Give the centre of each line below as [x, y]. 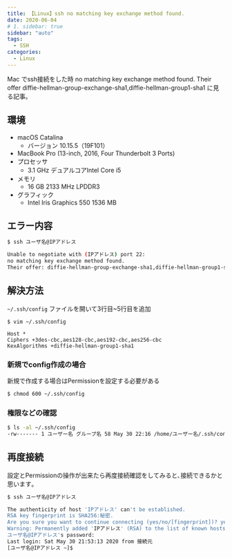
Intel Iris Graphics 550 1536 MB [72, 202]
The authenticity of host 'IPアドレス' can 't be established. [96, 509]
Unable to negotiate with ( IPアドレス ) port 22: [76, 255]
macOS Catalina [40, 137]
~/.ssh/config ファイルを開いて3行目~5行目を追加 [79, 309]
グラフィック [35, 195]
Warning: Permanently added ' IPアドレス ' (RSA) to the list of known [107, 529]
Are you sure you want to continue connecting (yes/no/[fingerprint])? [112, 522]
